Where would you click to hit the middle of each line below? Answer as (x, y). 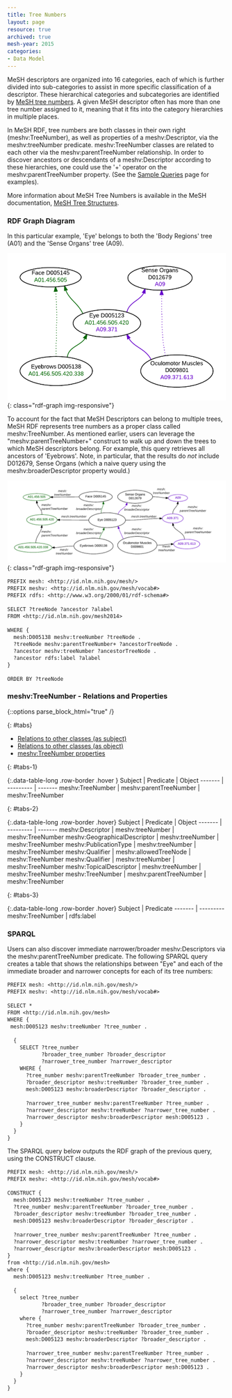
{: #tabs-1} (23, 767)
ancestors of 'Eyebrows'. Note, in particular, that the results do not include (114, 456)
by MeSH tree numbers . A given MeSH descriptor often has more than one (114, 102)
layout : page (26, 22)
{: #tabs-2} (23, 808)
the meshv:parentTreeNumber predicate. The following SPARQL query (108, 957)
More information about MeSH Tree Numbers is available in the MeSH (107, 195)
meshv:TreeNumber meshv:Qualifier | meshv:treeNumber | (91, 859)
